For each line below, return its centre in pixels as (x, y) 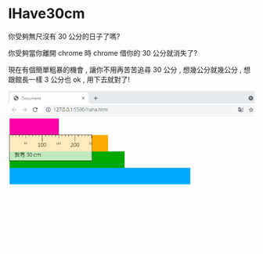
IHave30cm (47, 14)
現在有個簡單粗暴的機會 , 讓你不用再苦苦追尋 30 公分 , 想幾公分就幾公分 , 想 (130, 69)
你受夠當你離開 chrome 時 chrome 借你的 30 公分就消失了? (103, 53)
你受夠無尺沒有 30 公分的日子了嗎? (64, 36)
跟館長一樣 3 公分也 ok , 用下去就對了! (69, 79)
